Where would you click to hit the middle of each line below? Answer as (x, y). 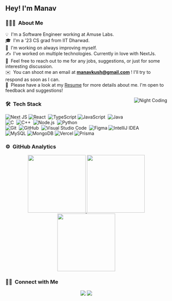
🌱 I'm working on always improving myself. (51, 48)
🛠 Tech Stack (24, 104)
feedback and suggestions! (34, 90)
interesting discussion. (29, 66)
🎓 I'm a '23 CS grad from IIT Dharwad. (47, 40)
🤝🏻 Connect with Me (32, 282)
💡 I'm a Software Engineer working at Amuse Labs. (60, 34)
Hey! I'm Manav (31, 8)
